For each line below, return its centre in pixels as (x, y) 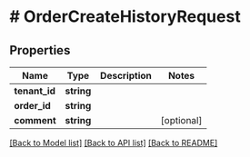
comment (35, 120)
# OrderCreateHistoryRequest (125, 17)
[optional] (181, 120)
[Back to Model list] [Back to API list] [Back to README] (114, 143)
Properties (40, 50)
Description (126, 76)
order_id (33, 106)
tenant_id (35, 91)
